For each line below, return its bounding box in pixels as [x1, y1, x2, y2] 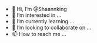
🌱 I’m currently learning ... [11, 18, 75, 24]
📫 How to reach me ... [11, 31, 66, 37]
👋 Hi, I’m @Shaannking [11, 6, 67, 12]
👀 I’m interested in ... [11, 12, 62, 19]
